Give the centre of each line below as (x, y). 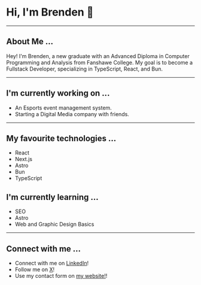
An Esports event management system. (63, 108)
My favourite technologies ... (61, 138)
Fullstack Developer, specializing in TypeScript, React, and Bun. (85, 69)
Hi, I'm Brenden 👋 (50, 12)
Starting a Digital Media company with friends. (72, 114)
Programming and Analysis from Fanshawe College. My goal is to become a (100, 62)
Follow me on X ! (35, 269)
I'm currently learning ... (52, 197)
